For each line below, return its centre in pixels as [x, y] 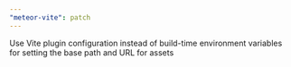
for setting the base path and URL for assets [92, 52]
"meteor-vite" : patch [50, 17]
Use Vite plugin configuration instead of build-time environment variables [146, 43]
